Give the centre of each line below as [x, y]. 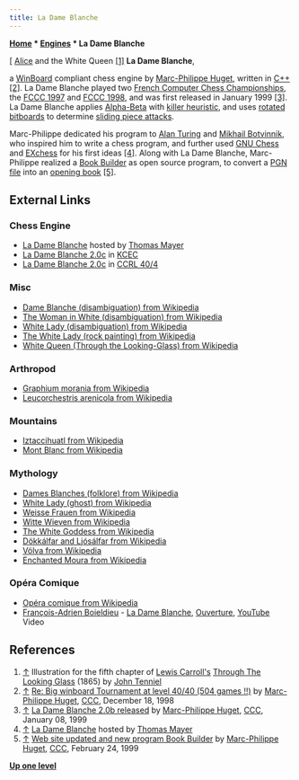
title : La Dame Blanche [54, 18]
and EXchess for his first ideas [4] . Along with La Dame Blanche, [129, 153]
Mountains [33, 421]
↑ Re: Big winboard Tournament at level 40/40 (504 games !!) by [142, 691]
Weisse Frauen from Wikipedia [79, 512]
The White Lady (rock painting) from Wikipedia [109, 336]
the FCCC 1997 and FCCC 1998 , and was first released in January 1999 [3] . [149, 97]
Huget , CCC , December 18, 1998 [114, 700]
